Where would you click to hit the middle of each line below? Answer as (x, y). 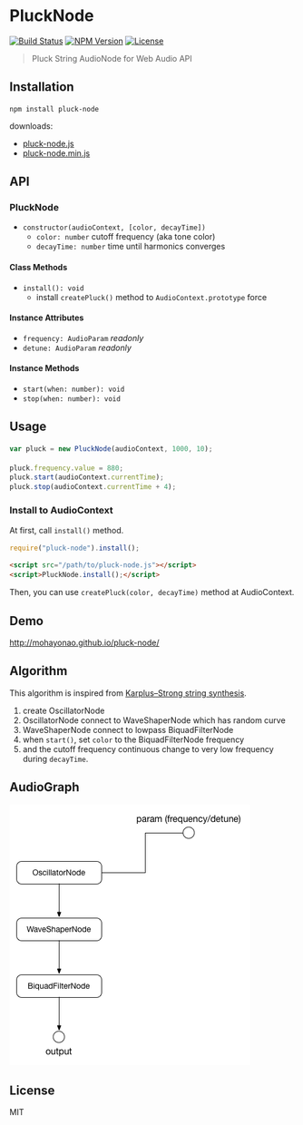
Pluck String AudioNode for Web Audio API (112, 58)
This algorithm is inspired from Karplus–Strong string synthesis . (128, 693)
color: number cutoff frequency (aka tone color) (126, 237)
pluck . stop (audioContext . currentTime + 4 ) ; (93, 487)
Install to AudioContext (61, 511)
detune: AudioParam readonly (77, 347)
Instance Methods (44, 368)
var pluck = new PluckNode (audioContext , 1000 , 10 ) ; (111, 449)
